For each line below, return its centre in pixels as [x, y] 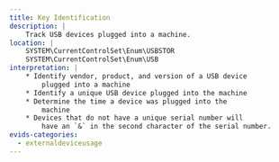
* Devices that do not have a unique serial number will [135, 118]
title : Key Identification [60, 18]
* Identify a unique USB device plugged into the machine [136, 93]
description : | [38, 26]
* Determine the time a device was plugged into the [126, 101]
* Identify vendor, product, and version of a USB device [136, 76]
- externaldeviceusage [60, 143]
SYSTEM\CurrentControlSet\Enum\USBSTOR [100, 51]
